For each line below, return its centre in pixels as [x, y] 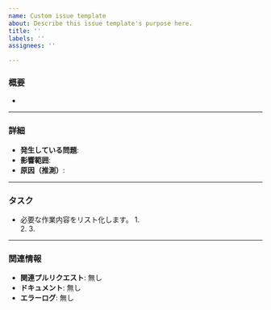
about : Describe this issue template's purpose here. [101, 23]
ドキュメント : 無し [50, 288]
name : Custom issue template [57, 16]
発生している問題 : [49, 149]
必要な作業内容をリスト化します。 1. [80, 220]
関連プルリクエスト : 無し [61, 278]
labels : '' [27, 38]
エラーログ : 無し [47, 298]
